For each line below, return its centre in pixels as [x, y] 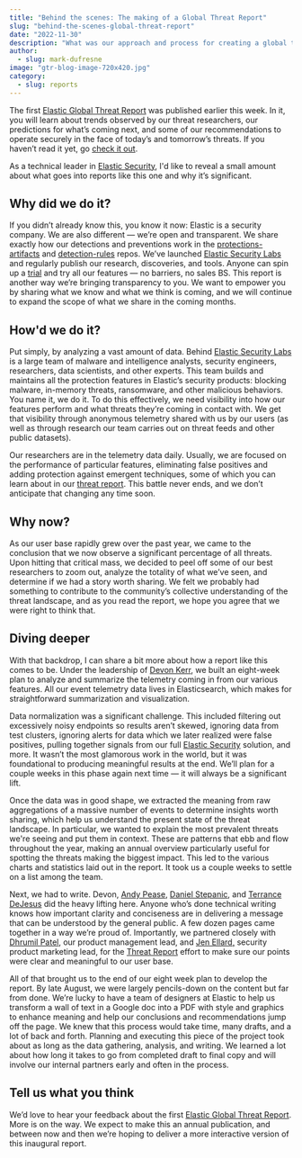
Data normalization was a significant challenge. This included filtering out [145, 715]
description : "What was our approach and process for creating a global [148, 43]
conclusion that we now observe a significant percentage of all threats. [141, 553]
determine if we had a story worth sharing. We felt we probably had [134, 582]
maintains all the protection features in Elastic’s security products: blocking [148, 381]
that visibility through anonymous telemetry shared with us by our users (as [149, 418]
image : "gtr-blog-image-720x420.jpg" [80, 68]
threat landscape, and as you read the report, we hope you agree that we [145, 601]
